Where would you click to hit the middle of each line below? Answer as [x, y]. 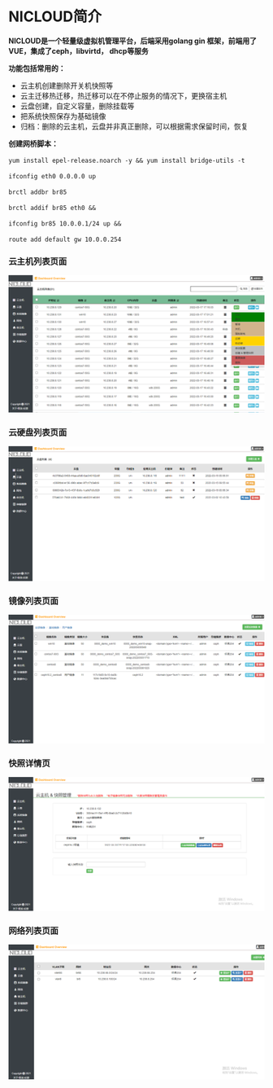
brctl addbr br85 [38, 192]
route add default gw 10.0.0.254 [65, 239]
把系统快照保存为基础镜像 [63, 116]
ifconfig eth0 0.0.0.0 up [52, 176]
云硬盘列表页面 [38, 432]
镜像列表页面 [34, 601]
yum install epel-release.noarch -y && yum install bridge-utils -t [127, 160]
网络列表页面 [34, 931]
